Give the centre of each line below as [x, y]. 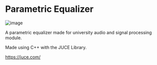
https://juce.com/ [23, 57]
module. [14, 38]
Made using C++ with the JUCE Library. [46, 47]
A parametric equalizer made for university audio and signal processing [78, 32]
